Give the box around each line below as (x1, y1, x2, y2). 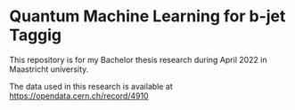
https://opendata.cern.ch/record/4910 (9, 90, 149, 101)
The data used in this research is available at (9, 81, 173, 91)
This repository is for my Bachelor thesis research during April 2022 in (9, 54, 267, 65)
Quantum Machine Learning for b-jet (9, 6, 286, 27)
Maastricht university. (9, 64, 89, 75)
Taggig (9, 25, 62, 45)
